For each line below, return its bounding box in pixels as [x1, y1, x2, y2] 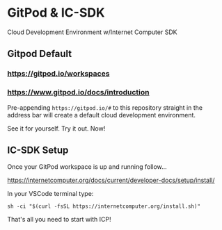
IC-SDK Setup [7, 144, 69, 156]
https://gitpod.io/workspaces [7, 69, 110, 79]
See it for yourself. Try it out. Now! [7, 124, 106, 133]
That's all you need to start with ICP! [7, 215, 111, 224]
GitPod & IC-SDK [7, 5, 106, 21]
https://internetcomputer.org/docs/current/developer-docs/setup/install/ [7, 176, 215, 185]
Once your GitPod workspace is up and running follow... [7, 163, 167, 171]
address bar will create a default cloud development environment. [7, 110, 196, 119]
